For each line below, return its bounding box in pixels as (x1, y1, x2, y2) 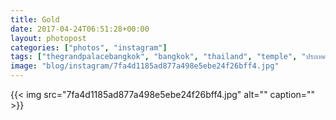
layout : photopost (10, 33, 87, 43)
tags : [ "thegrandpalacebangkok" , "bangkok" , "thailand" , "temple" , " (10, 52, 307, 62)
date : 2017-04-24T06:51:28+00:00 (10, 24, 150, 34)
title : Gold (10, 14, 60, 25)
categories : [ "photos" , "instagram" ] (10, 42, 168, 53)
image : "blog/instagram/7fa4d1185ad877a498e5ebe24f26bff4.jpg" (10, 61, 280, 71)
